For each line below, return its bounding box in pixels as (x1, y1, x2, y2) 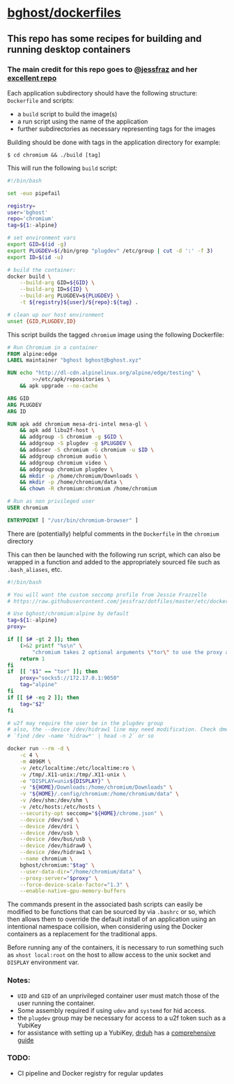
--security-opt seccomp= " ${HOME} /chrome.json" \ (19, 810, 164, 816)
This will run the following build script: (7, 164, 118, 172)
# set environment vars (7, 235, 77, 242)
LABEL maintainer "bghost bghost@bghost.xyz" (7, 357, 141, 364)
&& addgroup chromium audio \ (19, 453, 108, 460)
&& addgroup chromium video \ (19, 459, 108, 466)
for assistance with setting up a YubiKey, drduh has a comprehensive (17, 1028, 216, 1037)
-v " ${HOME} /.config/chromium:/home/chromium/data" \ (19, 791, 179, 798)
